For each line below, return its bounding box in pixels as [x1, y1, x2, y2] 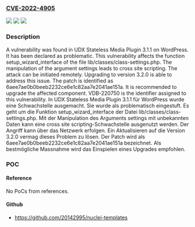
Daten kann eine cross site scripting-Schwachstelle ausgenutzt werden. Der [6, 121, 189, 128]
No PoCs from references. [6, 187, 69, 194]
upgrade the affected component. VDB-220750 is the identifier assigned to [6, 90, 187, 97]
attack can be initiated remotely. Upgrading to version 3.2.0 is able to [6, 71, 172, 78]
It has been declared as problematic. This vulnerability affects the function [6, 52, 185, 59]
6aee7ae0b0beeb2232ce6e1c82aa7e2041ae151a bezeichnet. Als [6, 139, 162, 146]
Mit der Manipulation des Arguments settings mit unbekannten [39, 114, 189, 121]
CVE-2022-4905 [6, 4, 55, 12]
